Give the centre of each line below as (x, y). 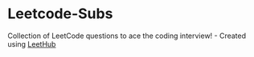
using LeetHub (32, 44)
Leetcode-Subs (60, 14)
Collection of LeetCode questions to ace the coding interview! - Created (127, 36)
